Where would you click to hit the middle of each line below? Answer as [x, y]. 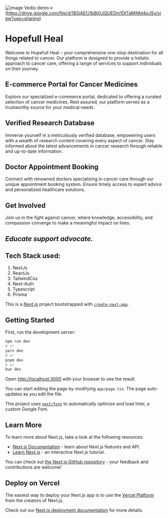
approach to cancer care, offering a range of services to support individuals [83, 63]
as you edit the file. [43, 394]
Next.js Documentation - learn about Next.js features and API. [76, 447]
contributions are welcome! [33, 467]
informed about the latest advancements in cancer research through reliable [84, 146]
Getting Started [30, 320]
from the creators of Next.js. [34, 500]
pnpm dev [14, 360]
